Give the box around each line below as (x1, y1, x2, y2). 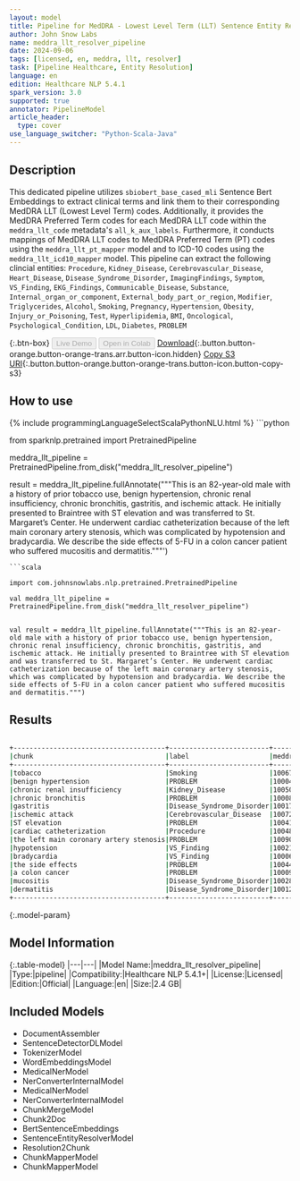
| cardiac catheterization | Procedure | (9, 827, 274, 837)
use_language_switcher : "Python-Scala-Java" (9, 130, 178, 139)
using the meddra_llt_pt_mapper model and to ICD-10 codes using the (9, 243, 265, 254)
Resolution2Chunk (21, 1142, 91, 1152)
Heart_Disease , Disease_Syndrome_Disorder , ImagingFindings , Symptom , (9, 272, 265, 283)
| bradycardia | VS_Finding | (9, 852, 274, 861)
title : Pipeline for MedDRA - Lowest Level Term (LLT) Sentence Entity (9, 21, 281, 30)
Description (9, 163, 76, 178)
